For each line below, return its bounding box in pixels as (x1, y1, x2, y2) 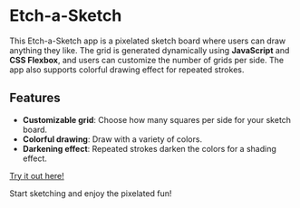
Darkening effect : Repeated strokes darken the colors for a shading (22, 143, 276, 154)
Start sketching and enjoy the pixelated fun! (9, 187, 172, 199)
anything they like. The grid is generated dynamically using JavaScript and (9, 44, 290, 55)
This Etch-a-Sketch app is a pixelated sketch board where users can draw (9, 35, 286, 46)
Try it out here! (9, 170, 65, 181)
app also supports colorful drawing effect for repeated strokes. (9, 64, 245, 75)
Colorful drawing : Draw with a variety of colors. (22, 133, 202, 145)
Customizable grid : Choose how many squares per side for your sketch (22, 114, 292, 125)
